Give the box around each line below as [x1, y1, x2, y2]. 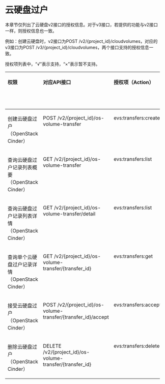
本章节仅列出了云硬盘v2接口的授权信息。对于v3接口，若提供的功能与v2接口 [5, 22, 158, 28]
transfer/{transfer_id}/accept [43, 313, 109, 320]
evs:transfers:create [113, 114, 161, 121]
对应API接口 [43, 79, 71, 86]
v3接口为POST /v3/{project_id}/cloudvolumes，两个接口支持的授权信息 [5, 44, 149, 50]
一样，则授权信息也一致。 [5, 28, 57, 33]
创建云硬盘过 [7, 115, 38, 122]
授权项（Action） [113, 79, 154, 86]
